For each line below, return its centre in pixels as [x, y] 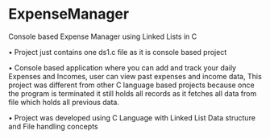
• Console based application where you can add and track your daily [122, 67]
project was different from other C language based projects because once [132, 85]
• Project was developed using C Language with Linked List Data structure [132, 117]
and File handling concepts [53, 126]
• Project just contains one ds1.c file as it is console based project [118, 52]
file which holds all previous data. [64, 102]
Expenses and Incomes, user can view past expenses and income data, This [135, 76]
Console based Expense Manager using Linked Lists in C [103, 36]
